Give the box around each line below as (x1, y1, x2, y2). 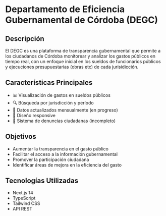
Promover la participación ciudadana (12, 156, 89, 163)
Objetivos (5, 132, 36, 141)
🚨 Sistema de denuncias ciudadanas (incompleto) (12, 118, 116, 124)
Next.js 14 (12, 190, 34, 196)
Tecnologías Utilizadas (5, 177, 79, 185)
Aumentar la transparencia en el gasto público (12, 145, 109, 152)
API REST (12, 206, 33, 212)
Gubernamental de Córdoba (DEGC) (5, 14, 158, 26)
